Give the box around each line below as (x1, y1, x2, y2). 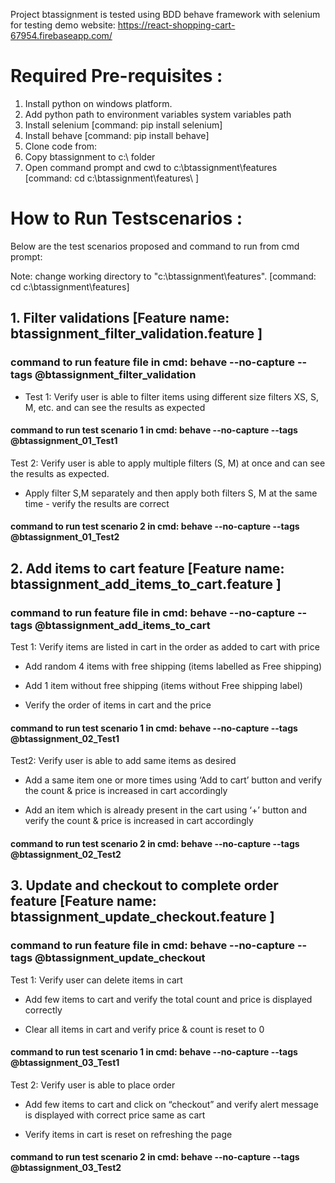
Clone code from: (24, 140, 98, 152)
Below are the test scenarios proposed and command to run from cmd (10, 240, 300, 252)
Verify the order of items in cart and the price (24, 699, 212, 711)
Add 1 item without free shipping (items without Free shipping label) (24, 680, 303, 692)
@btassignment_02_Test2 (10, 848, 122, 860)
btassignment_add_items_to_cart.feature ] (10, 575, 282, 593)
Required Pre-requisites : (10, 65, 223, 88)
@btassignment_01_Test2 (10, 531, 120, 543)
